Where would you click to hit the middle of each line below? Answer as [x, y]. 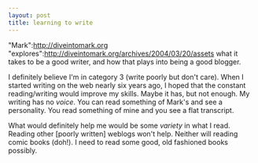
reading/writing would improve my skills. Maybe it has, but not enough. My [129, 93]
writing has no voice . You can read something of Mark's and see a [115, 102]
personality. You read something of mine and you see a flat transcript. [121, 110]
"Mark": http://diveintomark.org [58, 45]
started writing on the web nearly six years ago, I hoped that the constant [127, 85]
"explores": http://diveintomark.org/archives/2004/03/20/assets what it [123, 53]
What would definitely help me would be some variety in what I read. [119, 125]
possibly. [23, 150]
